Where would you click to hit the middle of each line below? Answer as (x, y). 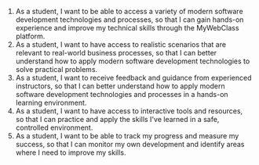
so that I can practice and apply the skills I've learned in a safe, (117, 119)
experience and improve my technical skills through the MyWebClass (127, 28)
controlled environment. (54, 127)
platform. (30, 36)
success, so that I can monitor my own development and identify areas (130, 144)
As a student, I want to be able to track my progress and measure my (127, 136)
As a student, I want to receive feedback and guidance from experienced (133, 78)
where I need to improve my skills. (71, 152)
